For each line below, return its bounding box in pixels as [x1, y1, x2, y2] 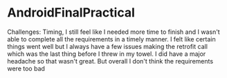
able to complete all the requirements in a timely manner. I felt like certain [7, 35, 216, 43]
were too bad [7, 64, 45, 72]
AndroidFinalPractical [7, 5, 135, 21]
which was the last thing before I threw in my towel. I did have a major [7, 50, 206, 58]
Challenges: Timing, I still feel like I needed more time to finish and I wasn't [7, 28, 220, 36]
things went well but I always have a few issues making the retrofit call [7, 42, 208, 50]
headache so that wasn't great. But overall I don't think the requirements [7, 57, 213, 65]
